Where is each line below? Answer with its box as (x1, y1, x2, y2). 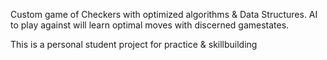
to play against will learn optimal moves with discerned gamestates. (10, 19, 290, 31)
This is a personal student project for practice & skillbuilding (10, 39, 258, 50)
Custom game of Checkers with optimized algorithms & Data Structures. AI (10, 9, 318, 20)
